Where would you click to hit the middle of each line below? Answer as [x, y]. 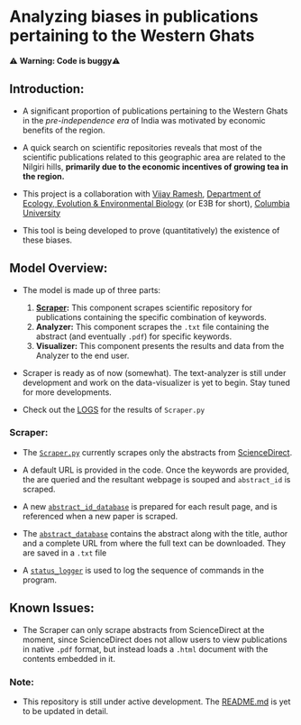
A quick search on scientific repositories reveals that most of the [142, 147]
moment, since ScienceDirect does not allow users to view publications [155, 639]
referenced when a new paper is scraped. [100, 516]
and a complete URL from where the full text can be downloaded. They [154, 543]
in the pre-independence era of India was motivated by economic [144, 120]
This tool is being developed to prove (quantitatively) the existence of [151, 230]
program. [39, 580]
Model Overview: [59, 268]
